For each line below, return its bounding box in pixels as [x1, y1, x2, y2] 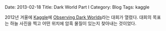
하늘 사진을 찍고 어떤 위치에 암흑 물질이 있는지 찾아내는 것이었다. [10, 21, 137, 26]
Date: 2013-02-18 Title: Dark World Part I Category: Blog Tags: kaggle [5, 4, 150, 10]
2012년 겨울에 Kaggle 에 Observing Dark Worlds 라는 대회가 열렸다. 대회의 [5, 14, 152, 20]
